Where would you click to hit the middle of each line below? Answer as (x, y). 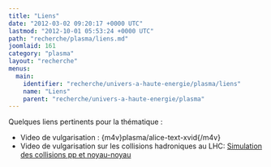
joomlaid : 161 (32, 46)
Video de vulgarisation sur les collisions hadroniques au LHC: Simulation (141, 146)
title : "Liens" (34, 16)
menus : (19, 69)
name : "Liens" (47, 91)
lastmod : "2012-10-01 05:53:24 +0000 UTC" (81, 31)
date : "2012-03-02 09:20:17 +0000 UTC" (76, 24)
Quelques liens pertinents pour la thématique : (86, 122)
